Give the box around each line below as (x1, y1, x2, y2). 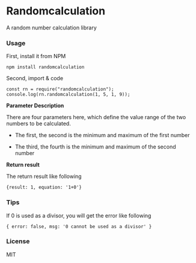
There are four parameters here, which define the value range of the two (6, 114, 186, 121)
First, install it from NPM (6, 53, 66, 60)
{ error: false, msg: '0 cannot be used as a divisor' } (6, 223, 152, 229)
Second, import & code (6, 75, 64, 82)
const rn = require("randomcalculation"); (6, 86, 114, 92)
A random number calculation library (6, 24, 97, 31)
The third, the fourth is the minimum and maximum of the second (14, 143, 176, 150)
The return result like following (6, 173, 82, 180)
